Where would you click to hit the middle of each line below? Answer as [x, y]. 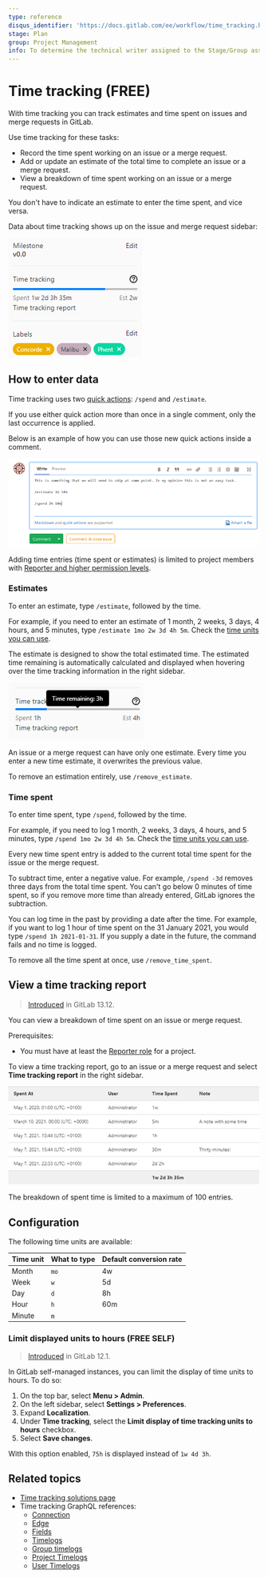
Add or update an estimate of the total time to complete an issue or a [132, 162]
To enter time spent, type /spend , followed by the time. [98, 815]
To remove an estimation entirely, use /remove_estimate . [100, 776]
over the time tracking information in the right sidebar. [97, 671]
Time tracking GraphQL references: [78, 1506]
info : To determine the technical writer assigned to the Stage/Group [128, 51]
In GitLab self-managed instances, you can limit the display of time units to [131, 1372]
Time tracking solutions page [67, 1498]
